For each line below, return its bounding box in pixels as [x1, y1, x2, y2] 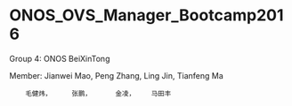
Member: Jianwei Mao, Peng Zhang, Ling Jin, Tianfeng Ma [9, 70, 224, 80]
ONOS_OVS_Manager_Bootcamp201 [9, 5, 284, 26]
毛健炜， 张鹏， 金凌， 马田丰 [25, 89, 172, 98]
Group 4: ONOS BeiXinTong [9, 53, 110, 64]
